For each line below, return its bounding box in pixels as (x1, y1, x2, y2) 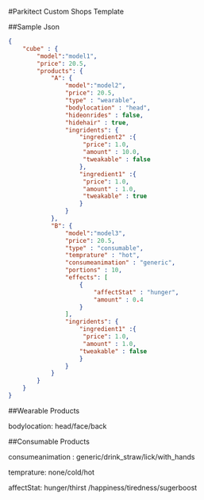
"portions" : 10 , (64, 266, 123, 275)
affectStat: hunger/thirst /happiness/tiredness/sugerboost (8, 483, 198, 492)
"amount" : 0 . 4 (93, 295, 144, 304)
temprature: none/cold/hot (8, 467, 95, 477)
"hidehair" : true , (64, 118, 129, 126)
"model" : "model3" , (64, 229, 126, 237)
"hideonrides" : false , (64, 111, 144, 119)
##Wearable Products (8, 406, 80, 415)
